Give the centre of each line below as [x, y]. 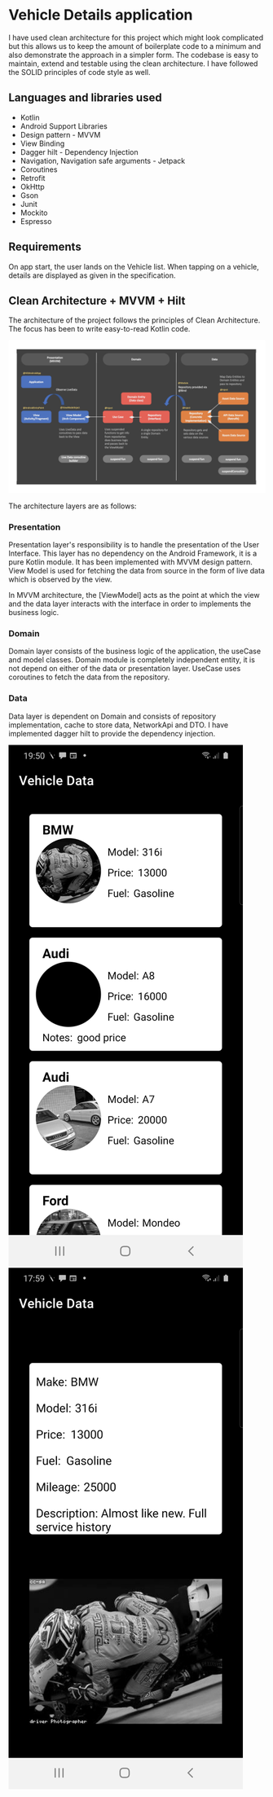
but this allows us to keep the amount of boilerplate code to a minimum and [135, 46]
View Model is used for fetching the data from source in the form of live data [136, 570]
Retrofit [33, 178]
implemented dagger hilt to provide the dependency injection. [112, 733]
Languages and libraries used [85, 98]
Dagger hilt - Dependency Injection [79, 152]
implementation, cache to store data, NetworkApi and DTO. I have [119, 725]
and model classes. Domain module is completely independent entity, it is [132, 660]
